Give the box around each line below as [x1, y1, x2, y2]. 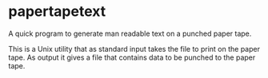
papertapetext [8, 2, 106, 21]
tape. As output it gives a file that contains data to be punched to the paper [8, 53, 256, 62]
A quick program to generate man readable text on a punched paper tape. [8, 29, 252, 38]
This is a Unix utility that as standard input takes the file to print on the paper [8, 44, 260, 53]
